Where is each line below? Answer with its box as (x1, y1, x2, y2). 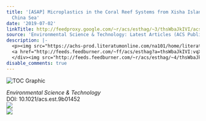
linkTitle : (6, 26, 34, 32)
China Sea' (12, 15, 40, 21)
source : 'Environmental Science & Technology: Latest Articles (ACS (6, 32, 185, 38)
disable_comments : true (6, 60, 67, 66)
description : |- (6, 37, 48, 43)
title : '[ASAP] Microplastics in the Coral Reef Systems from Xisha (6, 9, 185, 15)
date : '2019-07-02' (6, 20, 56, 26)
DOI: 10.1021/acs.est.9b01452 (6, 95, 81, 103)
